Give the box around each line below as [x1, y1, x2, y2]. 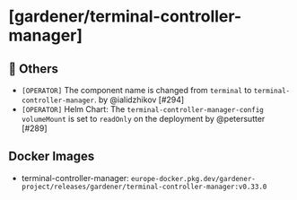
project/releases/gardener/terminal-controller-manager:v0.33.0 [21, 182, 267, 191]
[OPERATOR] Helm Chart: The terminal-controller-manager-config [21, 104, 264, 114]
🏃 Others [8, 61, 59, 76]
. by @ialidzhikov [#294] [93, 94, 185, 105]
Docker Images [8, 149, 95, 164]
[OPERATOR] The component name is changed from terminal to [21, 85, 252, 95]
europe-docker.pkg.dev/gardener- [130, 174, 257, 183]
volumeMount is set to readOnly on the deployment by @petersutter [21, 114, 266, 124]
